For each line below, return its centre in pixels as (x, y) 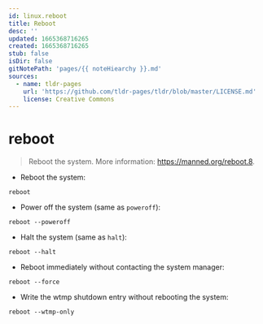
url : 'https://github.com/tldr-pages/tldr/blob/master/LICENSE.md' (140, 91)
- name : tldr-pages (49, 84)
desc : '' (23, 31)
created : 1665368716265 (49, 46)
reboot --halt (33, 253)
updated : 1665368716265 (49, 39)
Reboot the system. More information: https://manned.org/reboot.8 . (141, 162)
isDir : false (31, 62)
